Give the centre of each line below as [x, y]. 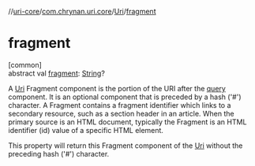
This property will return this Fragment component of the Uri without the [126, 146]
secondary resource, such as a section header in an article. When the [121, 113]
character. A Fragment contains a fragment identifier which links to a [120, 105]
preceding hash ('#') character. [59, 153]
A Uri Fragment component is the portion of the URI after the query [117, 88]
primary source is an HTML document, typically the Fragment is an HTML [127, 122]
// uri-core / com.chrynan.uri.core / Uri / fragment [82, 11]
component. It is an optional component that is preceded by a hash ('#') [125, 97]
